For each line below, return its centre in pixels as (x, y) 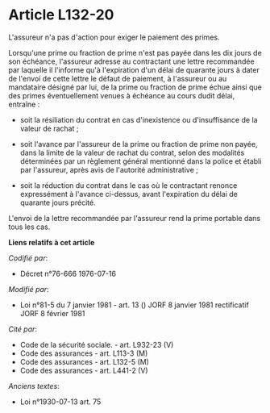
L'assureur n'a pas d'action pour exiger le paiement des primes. (114, 37)
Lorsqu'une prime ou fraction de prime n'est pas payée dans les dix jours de (135, 52)
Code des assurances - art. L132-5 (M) (84, 361)
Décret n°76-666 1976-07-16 (68, 273)
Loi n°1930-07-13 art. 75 (60, 402)
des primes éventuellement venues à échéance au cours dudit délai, (122, 95)
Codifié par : (28, 258)
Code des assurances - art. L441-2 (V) (84, 370)
